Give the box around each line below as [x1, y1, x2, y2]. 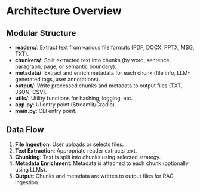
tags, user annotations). [41, 76, 100, 83]
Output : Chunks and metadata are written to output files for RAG [14, 172, 174, 179]
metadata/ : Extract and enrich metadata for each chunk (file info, [14, 69, 176, 76]
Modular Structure [6, 28, 76, 38]
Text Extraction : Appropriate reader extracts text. [14, 147, 137, 154]
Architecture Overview [6, 4, 122, 18]
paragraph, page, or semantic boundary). [14, 63, 117, 70]
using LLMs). [14, 166, 47, 173]
